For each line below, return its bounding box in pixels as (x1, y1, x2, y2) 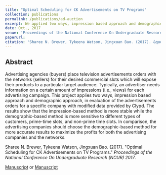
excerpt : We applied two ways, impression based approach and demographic (5, 21, 163, 26)
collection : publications (5, 12, 58, 17)
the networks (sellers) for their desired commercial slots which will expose (5, 76, 157, 82)
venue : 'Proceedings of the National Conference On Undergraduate (5, 30, 145, 35)
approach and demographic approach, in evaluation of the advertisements (5, 97, 157, 103)
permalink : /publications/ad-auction (5, 16, 83, 21)
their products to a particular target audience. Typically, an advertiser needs (5, 81, 160, 87)
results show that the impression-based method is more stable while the (5, 108, 152, 114)
